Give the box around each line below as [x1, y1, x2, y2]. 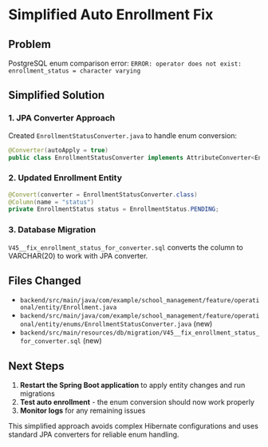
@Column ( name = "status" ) [8, 198, 94, 206]
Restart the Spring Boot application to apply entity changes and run [19, 381, 246, 390]
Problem [8, 38, 52, 51]
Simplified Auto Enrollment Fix [8, 6, 214, 24]
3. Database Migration [8, 224, 97, 235]
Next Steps [8, 359, 65, 373]
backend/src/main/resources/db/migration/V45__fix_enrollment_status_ [19, 329, 260, 337]
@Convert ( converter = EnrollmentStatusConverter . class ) [8, 190, 198, 199]
